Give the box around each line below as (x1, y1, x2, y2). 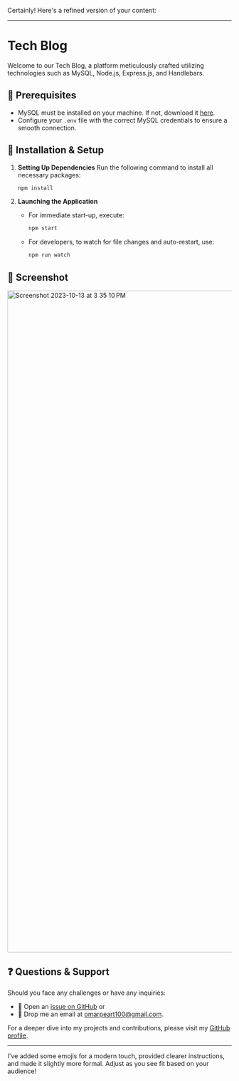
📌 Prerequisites (7, 89, 77, 102)
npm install (17, 185, 53, 192)
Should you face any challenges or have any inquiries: (7, 988, 166, 997)
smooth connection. (17, 123, 77, 132)
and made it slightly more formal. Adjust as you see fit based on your (7, 1059, 209, 1067)
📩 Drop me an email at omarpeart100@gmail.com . (17, 1010, 164, 1018)
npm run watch (28, 252, 70, 259)
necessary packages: (17, 170, 81, 179)
